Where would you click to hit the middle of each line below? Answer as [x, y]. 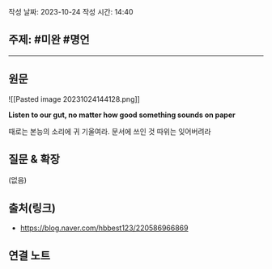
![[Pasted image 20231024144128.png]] [74, 99]
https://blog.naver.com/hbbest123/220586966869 [104, 228]
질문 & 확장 [34, 160]
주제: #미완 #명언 [49, 40]
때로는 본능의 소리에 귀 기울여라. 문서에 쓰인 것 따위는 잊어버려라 [110, 131]
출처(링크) [32, 208]
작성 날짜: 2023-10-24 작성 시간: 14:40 [71, 12]
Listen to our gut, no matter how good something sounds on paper [122, 115]
